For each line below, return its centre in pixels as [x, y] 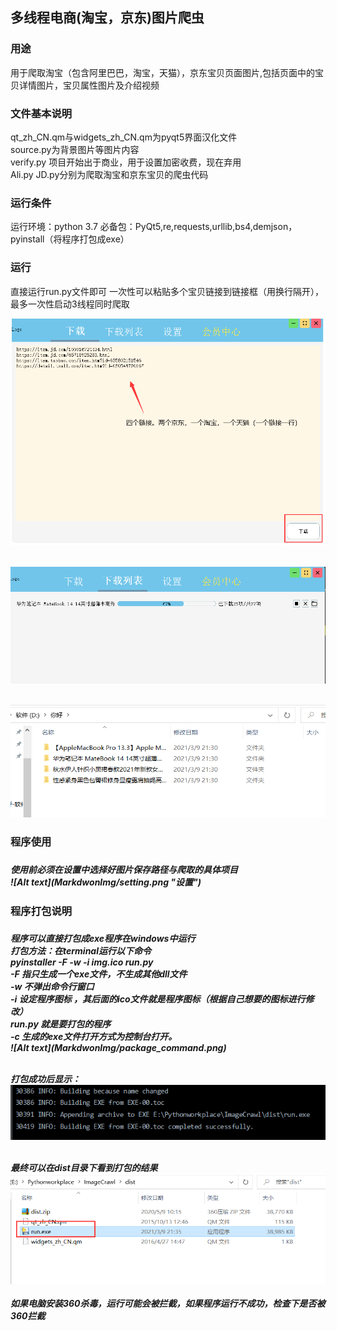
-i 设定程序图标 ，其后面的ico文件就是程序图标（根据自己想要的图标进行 [158, 999]
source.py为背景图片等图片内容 [75, 149]
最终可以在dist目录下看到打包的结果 [84, 1167]
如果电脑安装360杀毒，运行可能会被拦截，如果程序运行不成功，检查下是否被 [168, 1303]
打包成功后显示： [45, 1079]
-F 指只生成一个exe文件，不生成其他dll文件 [99, 974]
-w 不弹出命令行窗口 [52, 987]
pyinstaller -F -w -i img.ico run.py [82, 962]
